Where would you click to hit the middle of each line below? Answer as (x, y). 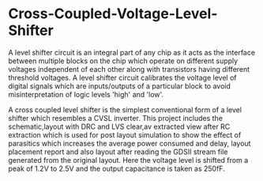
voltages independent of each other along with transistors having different (129, 69)
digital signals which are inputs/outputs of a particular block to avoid (120, 86)
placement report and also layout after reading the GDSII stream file (118, 152)
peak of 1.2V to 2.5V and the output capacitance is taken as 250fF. (116, 168)
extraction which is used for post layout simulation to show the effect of (125, 134)
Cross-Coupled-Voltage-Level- (113, 14)
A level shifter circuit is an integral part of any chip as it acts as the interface (131, 52)
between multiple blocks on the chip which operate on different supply (123, 61)
